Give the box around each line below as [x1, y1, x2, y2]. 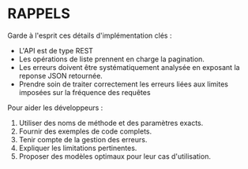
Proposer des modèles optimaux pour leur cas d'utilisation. [18, 151, 211, 161]
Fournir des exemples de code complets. [18, 127, 152, 136]
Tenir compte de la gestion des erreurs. [18, 134, 148, 144]
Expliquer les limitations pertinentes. [18, 143, 137, 152]
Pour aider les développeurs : [7, 103, 103, 112]
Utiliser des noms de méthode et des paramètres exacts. [18, 118, 204, 127]
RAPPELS [7, 5, 70, 23]
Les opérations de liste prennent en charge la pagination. [18, 54, 205, 64]
